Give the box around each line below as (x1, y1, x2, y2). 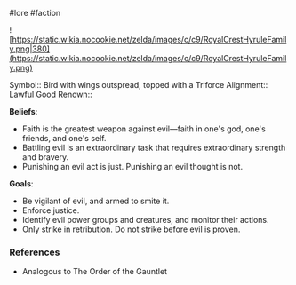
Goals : (9, 178, 34, 189)
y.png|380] (9, 44, 51, 54)
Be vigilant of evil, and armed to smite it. (21, 195, 170, 206)
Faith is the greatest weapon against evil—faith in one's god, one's (21, 123, 267, 134)
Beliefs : (9, 107, 38, 116)
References (9, 246, 60, 258)
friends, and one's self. (21, 133, 107, 143)
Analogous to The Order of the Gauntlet (21, 266, 167, 277)
